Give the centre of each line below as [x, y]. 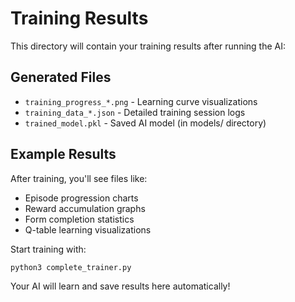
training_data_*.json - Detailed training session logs [135, 112]
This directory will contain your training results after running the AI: [148, 46]
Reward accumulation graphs [85, 208]
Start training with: [48, 249]
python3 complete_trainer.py [71, 267]
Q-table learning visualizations [88, 229]
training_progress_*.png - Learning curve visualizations [141, 101]
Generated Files [61, 77]
